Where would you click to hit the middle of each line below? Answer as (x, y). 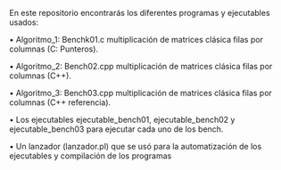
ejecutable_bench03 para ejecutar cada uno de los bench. (116, 129)
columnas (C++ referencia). (60, 102)
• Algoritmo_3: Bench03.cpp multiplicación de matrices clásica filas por (140, 93)
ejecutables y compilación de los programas (91, 156)
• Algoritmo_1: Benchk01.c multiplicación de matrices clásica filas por (136, 40)
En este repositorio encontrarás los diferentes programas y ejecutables (140, 13)
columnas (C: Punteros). (54, 49)
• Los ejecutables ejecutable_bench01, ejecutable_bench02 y (122, 120)
